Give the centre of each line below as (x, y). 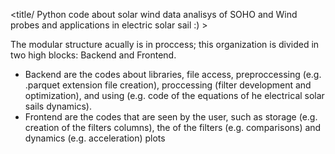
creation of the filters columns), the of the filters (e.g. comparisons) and (173, 127)
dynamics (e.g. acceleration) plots (95, 138)
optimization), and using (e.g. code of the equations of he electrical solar (174, 95)
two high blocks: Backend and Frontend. (93, 55)
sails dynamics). (58, 106)
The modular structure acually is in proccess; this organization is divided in (165, 44)
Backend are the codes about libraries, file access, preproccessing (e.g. (173, 74)
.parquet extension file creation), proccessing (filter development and (168, 85)
